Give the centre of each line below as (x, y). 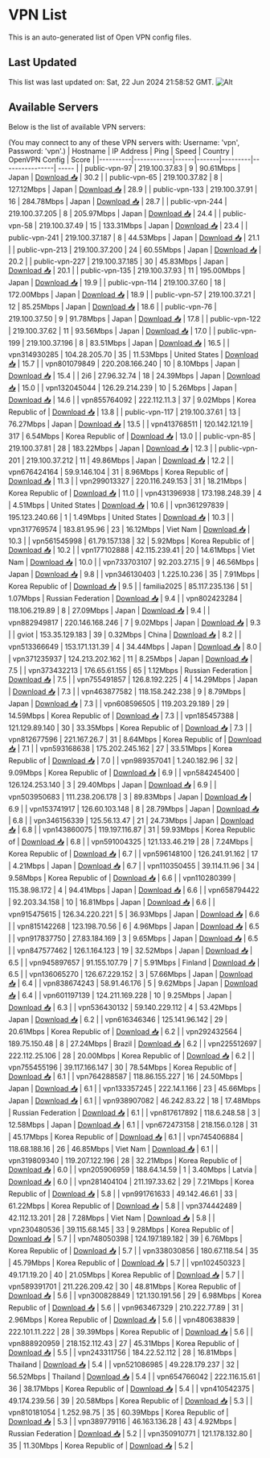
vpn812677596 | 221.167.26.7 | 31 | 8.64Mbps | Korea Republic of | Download (135, 739)
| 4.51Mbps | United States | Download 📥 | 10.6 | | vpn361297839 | (119, 505)
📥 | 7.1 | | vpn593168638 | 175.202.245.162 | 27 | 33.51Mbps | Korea (121, 748)
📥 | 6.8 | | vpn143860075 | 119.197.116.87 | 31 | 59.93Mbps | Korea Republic (132, 829)
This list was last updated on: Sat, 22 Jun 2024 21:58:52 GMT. (111, 81)
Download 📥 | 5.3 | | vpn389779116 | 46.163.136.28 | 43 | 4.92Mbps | (123, 1421)
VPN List (38, 15)
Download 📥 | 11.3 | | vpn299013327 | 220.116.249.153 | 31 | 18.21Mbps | (128, 480)
